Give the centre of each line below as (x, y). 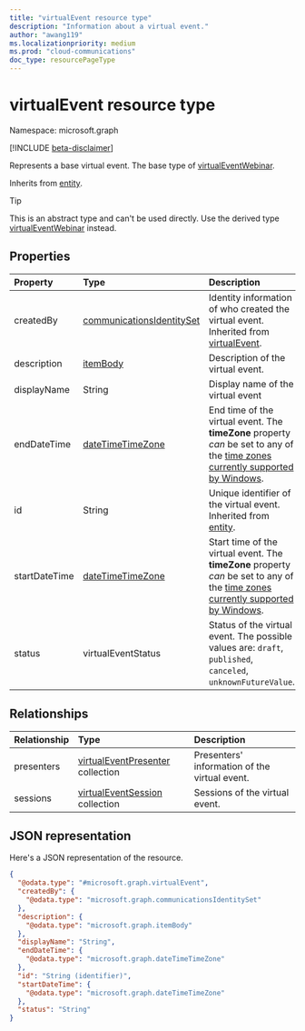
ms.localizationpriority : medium (73, 43)
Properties (40, 257)
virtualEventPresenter (124, 760)
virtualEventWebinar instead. (63, 227)
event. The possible (251, 636)
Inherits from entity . (46, 183)
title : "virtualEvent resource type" (81, 18)
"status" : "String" (54, 1010)
